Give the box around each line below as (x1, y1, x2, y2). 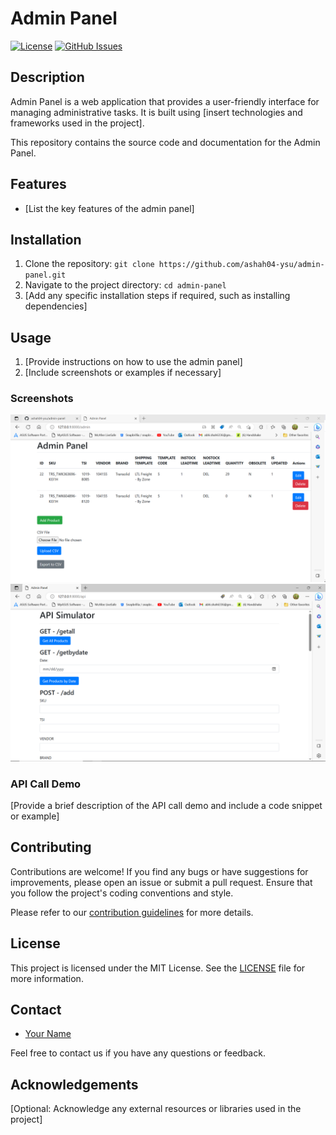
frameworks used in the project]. (10, 117, 145, 129)
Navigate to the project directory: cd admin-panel (24, 279, 227, 291)
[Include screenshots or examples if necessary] (24, 367, 222, 379)
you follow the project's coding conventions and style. (10, 887, 234, 899)
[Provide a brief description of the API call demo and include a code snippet (10, 800, 323, 812)
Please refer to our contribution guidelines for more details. (10, 906, 254, 918)
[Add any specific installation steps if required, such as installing (24, 290, 291, 302)
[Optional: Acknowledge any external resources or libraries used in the (10, 1103, 302, 1115)
